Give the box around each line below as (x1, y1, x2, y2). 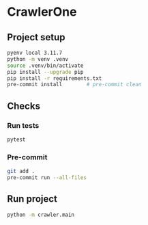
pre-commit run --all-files (7, 174, 87, 181)
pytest (7, 136, 26, 143)
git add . (7, 168, 35, 175)
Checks (7, 100, 41, 111)
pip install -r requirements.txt (7, 75, 102, 82)
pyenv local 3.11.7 (7, 49, 63, 56)
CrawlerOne (7, 4, 77, 20)
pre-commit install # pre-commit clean (7, 81, 142, 88)
